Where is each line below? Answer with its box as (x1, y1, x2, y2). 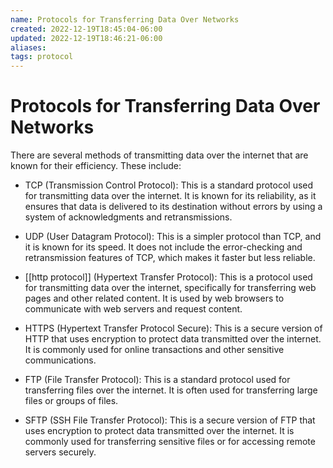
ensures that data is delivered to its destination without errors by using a (24, 201, 323, 213)
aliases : (10, 42, 47, 53)
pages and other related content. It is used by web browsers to (24, 292, 285, 305)
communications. (24, 354, 97, 366)
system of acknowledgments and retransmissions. (24, 211, 233, 223)
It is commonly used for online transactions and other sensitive (24, 344, 285, 356)
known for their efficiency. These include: (10, 160, 182, 172)
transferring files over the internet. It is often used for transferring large (24, 384, 318, 396)
